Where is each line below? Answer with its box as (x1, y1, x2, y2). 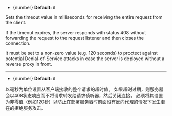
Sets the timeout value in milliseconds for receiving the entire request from (5, 14, 163, 20)
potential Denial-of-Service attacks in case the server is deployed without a (5, 55, 165, 62)
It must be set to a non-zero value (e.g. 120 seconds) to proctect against (5, 50, 158, 56)
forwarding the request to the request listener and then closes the (5, 35, 144, 41)
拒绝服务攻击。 (14, 105, 46, 111)
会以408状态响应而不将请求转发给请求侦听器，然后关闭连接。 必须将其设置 (5, 93, 163, 98)
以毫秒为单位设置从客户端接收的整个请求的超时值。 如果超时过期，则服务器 (5, 86, 164, 92)
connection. (5, 40, 31, 46)
